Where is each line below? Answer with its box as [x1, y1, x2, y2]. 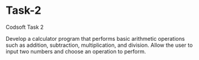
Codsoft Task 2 [5, 23, 44, 31]
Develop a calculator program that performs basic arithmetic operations [5, 35, 185, 42]
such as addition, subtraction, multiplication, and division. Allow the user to [5, 41, 193, 49]
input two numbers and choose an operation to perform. [5, 47, 146, 55]
